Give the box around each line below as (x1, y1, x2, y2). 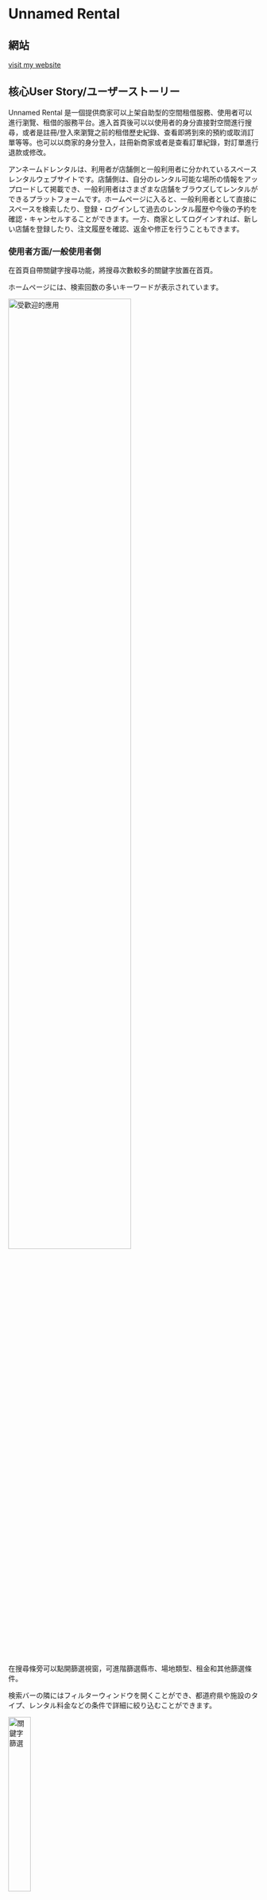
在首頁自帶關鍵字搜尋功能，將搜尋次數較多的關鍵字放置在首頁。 (8, 266, 217, 275)
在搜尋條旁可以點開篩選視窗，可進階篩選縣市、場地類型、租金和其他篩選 (8, 1664, 245, 1673)
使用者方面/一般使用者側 (8, 246, 102, 257)
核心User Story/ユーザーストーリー (8, 85, 180, 99)
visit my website (8, 60, 61, 69)
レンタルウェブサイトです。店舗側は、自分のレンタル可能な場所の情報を (8, 174, 245, 184)
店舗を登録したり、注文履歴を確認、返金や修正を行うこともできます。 (14, 224, 244, 233)
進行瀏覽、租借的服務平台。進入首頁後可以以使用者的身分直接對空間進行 (8, 117, 245, 127)
